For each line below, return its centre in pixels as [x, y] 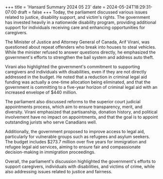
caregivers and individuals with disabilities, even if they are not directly [76, 72]
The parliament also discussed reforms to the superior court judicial [73, 102]
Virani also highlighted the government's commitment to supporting [73, 67]
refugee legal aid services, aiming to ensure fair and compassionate [73, 147]
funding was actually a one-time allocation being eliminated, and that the [78, 82]
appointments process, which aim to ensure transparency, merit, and [74, 107]
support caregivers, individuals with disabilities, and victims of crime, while [80, 166]
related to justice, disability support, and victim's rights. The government [78, 17]
